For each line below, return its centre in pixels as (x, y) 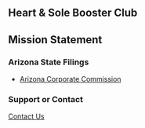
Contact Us (26, 116)
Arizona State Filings (49, 62)
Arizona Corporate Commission (70, 79)
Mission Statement (55, 40)
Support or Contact (46, 99)
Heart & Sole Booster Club (73, 13)
